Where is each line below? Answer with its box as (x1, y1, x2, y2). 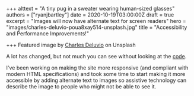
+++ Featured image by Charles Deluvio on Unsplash (6, 41, 136, 48)
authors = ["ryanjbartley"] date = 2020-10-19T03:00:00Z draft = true (6, 11, 174, 18)
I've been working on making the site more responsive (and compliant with (6, 64, 189, 71)
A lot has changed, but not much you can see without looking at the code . (6, 53, 187, 59)
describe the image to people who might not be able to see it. (6, 83, 157, 90)
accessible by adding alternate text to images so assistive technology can (6, 77, 187, 84)
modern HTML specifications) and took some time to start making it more (6, 71, 186, 77)
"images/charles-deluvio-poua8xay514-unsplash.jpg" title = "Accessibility (6, 24, 187, 31)
